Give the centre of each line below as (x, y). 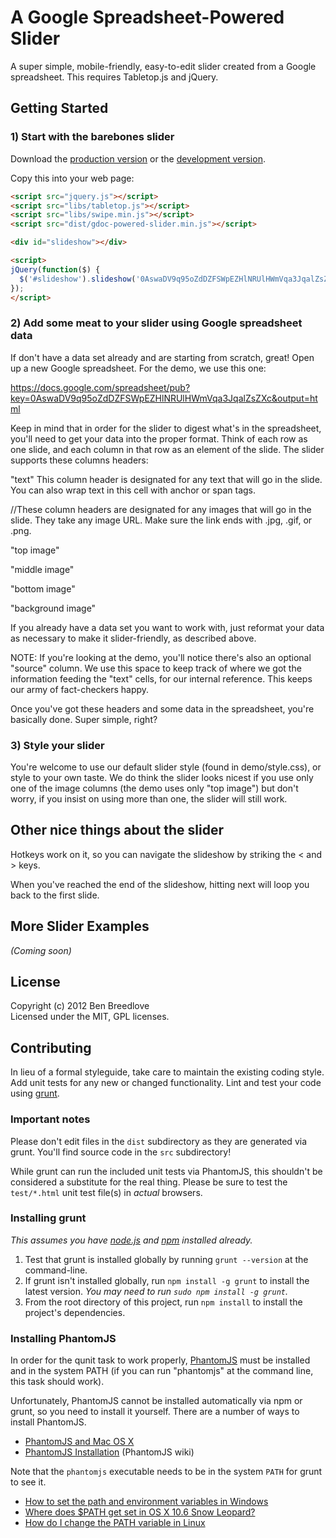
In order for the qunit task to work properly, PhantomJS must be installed (160, 1360)
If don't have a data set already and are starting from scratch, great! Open (162, 357)
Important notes (50, 1119)
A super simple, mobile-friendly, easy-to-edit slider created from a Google (163, 66)
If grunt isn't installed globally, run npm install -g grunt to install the (167, 1280)
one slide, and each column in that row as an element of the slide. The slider (167, 449)
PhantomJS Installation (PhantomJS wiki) (109, 1452)
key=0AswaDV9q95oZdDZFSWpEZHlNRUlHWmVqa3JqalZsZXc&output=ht (164, 398)
